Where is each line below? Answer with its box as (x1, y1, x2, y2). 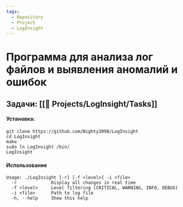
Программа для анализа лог (6, 51, 153, 64)
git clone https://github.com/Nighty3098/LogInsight (6, 129, 139, 134)
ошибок (6, 75, 47, 89)
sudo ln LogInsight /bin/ (6, 144, 70, 150)
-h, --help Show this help (11, 195, 89, 201)
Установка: (6, 116, 35, 123)
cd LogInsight (6, 134, 41, 140)
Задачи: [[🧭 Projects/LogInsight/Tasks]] (6, 98, 158, 109)
